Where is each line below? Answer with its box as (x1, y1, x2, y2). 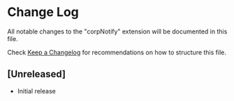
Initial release (17, 86, 56, 95)
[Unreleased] (7, 68, 66, 80)
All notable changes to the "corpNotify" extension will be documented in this (7, 27, 228, 36)
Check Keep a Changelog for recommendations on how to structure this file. (7, 48, 227, 56)
